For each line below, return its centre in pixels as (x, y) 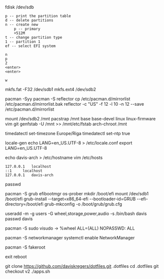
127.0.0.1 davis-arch (29, 175)
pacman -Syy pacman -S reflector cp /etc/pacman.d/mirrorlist (68, 99)
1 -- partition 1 (23, 42)
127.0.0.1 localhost (28, 166)
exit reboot (16, 257)
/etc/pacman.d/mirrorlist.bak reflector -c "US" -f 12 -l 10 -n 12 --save (75, 104)
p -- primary (27, 29)
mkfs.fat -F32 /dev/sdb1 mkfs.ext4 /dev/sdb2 (51, 89)
